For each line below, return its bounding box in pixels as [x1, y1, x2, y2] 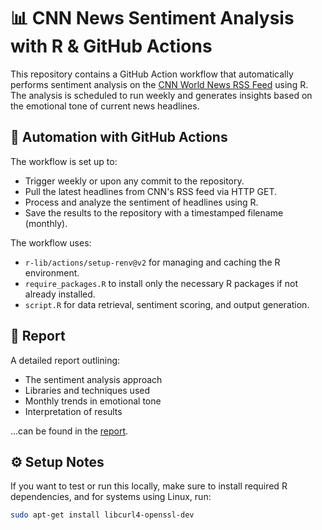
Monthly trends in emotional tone [24, 395, 162, 407]
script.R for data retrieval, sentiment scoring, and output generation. [24, 298, 310, 310]
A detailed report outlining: [10, 354, 121, 366]
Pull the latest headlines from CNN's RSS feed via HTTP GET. [24, 185, 278, 197]
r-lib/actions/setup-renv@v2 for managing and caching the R [24, 256, 281, 268]
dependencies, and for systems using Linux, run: [10, 491, 212, 503]
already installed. [24, 288, 96, 300]
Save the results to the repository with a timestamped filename [24, 206, 284, 219]
